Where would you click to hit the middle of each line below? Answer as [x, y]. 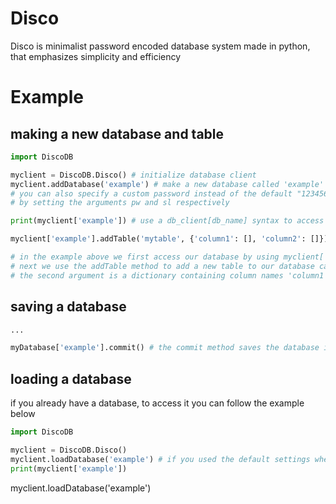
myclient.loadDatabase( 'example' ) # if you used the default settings [160, 459]
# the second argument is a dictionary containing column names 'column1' [169, 275]
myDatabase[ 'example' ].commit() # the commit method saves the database [165, 348]
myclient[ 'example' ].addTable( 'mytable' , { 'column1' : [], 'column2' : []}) [169, 239]
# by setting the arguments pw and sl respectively [120, 203]
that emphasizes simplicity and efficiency [96, 56]
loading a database [71, 378]
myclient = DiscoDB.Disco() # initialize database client [133, 175]
